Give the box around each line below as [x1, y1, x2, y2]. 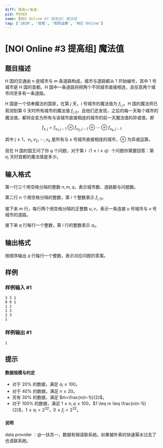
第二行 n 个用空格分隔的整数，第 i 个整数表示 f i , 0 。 [5, 194, 107, 202]
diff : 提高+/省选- [5, 7, 40, 12]
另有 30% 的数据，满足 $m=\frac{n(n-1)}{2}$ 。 [12, 394, 107, 401]
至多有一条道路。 [13, 90, 48, 96]
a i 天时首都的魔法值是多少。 [5, 153, 61, 161]
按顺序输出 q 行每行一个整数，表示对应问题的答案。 [5, 253, 109, 258]
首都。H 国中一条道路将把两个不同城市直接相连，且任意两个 [32, 84, 152, 90]
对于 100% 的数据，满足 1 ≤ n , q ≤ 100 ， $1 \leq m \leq [12, 401, 120, 406]
